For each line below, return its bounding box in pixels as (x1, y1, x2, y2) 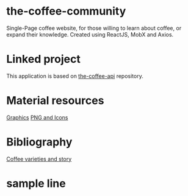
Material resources (6, 94, 104, 108)
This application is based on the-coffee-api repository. (6, 72, 143, 80)
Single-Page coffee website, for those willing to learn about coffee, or (6, 24, 182, 32)
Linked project (6, 52, 81, 66)
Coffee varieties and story (6, 155, 72, 163)
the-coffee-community (6, 4, 126, 18)
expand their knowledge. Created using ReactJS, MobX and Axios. (6, 30, 174, 38)
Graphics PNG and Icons (6, 114, 68, 121)
